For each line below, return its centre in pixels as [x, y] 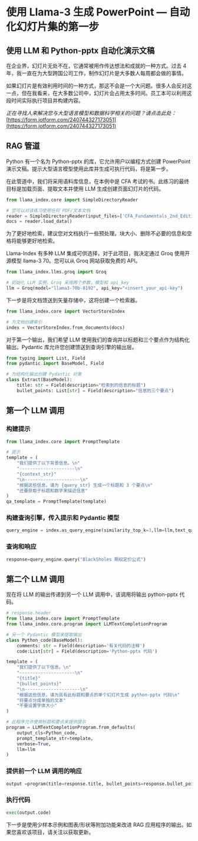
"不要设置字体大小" [37, 706]
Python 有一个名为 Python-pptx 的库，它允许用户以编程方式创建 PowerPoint [98, 161]
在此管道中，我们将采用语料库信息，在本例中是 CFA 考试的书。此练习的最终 [98, 181]
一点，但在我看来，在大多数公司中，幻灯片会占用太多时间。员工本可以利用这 [99, 93]
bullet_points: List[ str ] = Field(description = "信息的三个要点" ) [95, 390]
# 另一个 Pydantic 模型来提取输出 [44, 635]
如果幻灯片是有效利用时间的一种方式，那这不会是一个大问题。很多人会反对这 [99, 86]
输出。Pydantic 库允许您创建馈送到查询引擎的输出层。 [72, 347]
